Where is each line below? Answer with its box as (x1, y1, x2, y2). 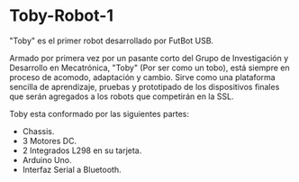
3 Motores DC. (22, 135, 77, 146)
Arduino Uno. (22, 154, 72, 165)
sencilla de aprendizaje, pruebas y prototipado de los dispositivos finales (9, 81, 280, 92)
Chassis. (22, 125, 55, 136)
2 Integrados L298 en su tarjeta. (22, 145, 142, 156)
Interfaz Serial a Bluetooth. (22, 164, 122, 175)
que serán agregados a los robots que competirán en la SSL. (9, 91, 234, 102)
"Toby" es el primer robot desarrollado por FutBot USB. (9, 35, 214, 46)
